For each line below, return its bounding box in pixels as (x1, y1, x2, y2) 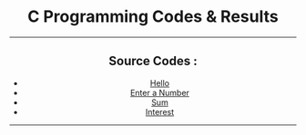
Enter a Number (130, 87, 189, 98)
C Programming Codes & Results (26, 6, 280, 27)
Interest (145, 106, 175, 117)
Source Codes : (108, 53, 198, 69)
